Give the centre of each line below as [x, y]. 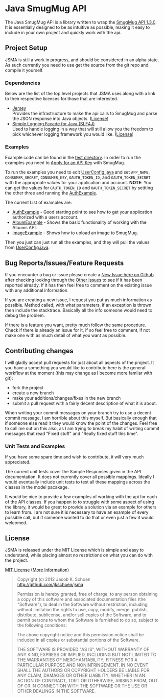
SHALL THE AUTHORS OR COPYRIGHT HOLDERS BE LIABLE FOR [83, 670]
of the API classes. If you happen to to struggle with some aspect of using [80, 502]
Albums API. [24, 228]
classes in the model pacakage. [37, 487]
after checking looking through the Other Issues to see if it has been [74, 280]
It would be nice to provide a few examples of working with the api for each [81, 497]
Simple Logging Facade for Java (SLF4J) [53, 124]
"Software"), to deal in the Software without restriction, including [82, 604]
